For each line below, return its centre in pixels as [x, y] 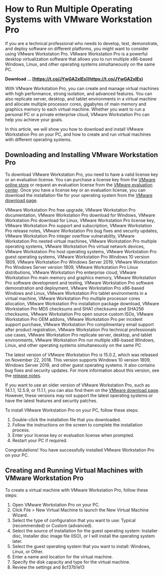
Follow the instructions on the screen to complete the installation [77, 425]
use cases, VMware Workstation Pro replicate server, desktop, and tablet [79, 335]
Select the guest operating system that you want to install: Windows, [81, 546]
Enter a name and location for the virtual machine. [62, 556]
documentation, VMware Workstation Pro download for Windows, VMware [80, 215]
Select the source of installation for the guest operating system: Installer [85, 530]
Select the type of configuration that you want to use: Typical [74, 520]
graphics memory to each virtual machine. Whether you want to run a [75, 109]
